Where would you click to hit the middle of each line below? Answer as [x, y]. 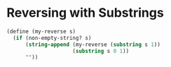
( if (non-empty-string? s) [52, 38]
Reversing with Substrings [85, 13]
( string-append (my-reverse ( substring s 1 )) [93, 44]
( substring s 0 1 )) [101, 51]
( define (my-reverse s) [41, 31]
